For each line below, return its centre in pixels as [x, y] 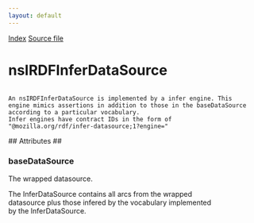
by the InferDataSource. [47, 210]
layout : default [35, 15]
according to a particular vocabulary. [74, 112]
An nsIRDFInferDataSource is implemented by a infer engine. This [120, 98]
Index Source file [36, 38]
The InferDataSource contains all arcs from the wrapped [100, 194]
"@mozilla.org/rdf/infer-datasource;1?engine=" [89, 126]
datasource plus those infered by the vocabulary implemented [110, 202]
